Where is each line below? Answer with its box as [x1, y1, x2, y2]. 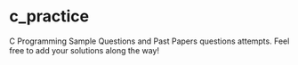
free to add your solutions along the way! [9, 45, 160, 55]
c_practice [9, 6, 90, 27]
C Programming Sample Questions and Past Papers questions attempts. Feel [9, 36, 290, 46]
